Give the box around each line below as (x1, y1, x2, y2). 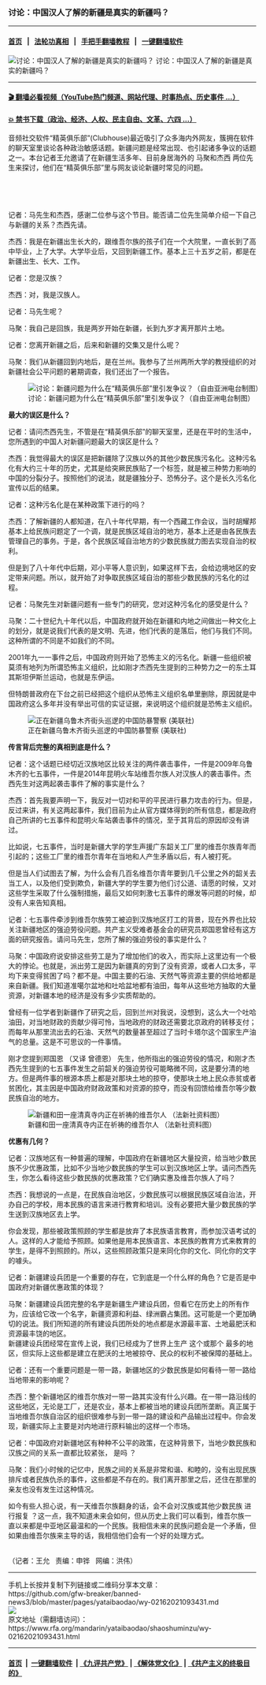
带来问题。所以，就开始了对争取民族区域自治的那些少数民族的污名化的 (14, 573, 242, 583)
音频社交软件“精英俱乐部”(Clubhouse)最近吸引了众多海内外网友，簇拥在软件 (8, 133, 254, 143)
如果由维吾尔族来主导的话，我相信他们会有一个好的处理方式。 (8, 1531, 209, 1541)
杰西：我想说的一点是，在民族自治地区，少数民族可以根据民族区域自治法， (8, 1190, 249, 1199)
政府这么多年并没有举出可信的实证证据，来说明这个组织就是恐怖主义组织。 (14, 699, 257, 709)
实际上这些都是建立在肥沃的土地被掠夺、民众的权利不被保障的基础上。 (28, 1348, 257, 1358)
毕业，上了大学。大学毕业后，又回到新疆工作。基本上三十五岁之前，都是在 (14, 247, 257, 256)
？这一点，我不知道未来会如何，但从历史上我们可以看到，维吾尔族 (30, 1512, 245, 1521)
